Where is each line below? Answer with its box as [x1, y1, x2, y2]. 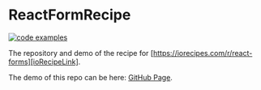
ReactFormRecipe [8, 6, 131, 24]
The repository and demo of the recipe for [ [8, 48, 154, 58]
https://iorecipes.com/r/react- [152, 48, 253, 58]
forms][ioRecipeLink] [8, 57, 79, 66]
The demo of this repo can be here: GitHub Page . [8, 72, 173, 82]
